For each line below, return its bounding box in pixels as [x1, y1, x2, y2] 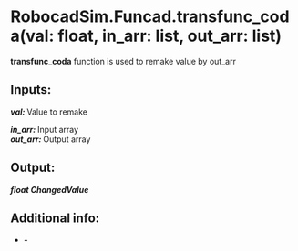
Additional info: [10, 210, 100, 226]
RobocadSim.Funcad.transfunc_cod [10, 6, 290, 27]
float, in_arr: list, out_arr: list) [57, 25, 282, 46]
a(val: [10, 25, 55, 46]
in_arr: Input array [10, 124, 79, 135]
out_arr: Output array [10, 134, 91, 145]
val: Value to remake [10, 106, 87, 117]
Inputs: [10, 82, 52, 97]
